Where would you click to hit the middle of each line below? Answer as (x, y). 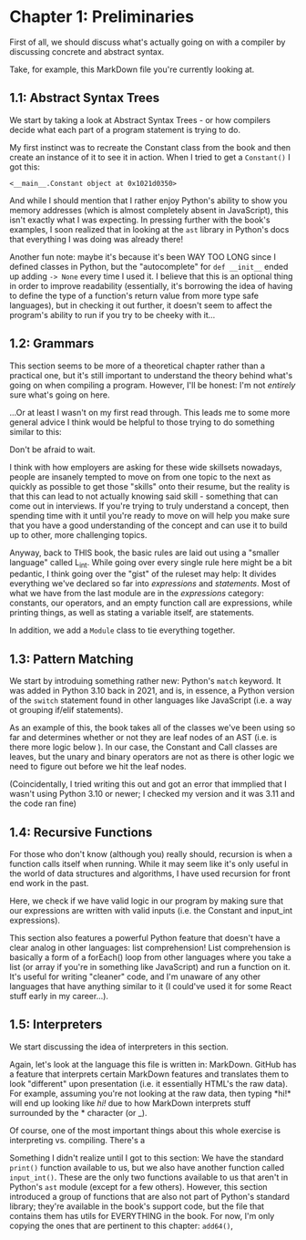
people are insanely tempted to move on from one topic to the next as (140, 477)
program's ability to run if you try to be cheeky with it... (112, 315)
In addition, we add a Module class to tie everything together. (122, 630)
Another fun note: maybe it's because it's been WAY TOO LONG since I (143, 256)
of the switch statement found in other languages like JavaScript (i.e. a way (151, 700)
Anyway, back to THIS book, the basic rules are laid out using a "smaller (144, 553)
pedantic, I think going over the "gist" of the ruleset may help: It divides (143, 574)
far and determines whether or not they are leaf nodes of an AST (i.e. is (143, 738)
